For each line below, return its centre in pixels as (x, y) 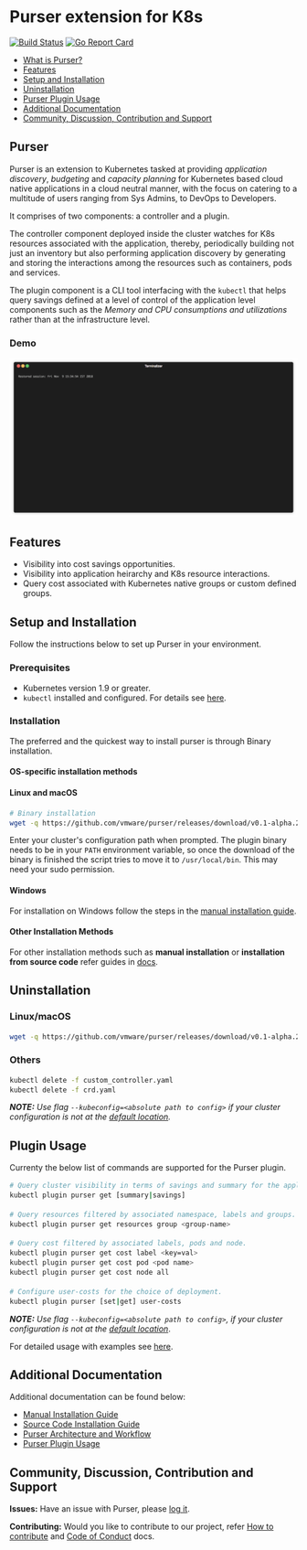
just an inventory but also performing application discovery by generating (148, 252)
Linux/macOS (40, 1017)
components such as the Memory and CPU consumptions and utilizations (148, 309)
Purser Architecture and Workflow (87, 1434)
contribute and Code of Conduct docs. (82, 1536)
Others (25, 1060)
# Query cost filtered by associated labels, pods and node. (128, 1244)
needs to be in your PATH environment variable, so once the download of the (152, 850)
